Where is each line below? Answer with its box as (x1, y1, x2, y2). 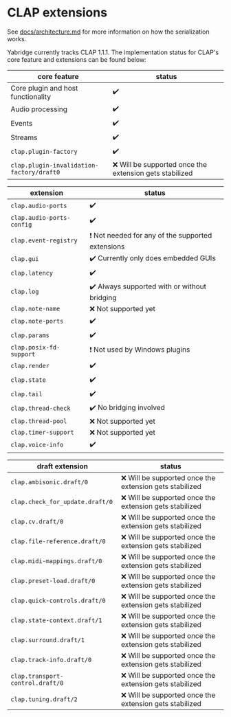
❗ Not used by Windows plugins (89, 345, 190, 354)
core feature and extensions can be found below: (7, 55, 146, 63)
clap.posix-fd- (10, 343, 60, 351)
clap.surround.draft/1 (10, 636, 85, 644)
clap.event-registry (10, 237, 78, 244)
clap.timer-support (10, 428, 74, 436)
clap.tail (10, 390, 43, 398)
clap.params (10, 332, 50, 339)
